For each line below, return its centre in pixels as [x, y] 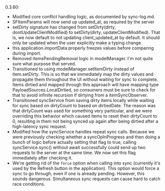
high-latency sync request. [40, 127]
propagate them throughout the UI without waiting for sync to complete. [85, 79]
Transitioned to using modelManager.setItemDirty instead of [73, 69]
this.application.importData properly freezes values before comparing [83, 48]
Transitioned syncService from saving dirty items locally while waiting [83, 100]
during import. [27, 53]
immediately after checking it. [42, 158]
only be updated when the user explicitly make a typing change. [77, 43]
